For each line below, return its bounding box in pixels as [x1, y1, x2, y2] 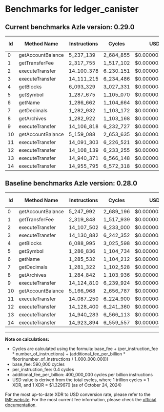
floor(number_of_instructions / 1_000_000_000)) [12, 356, 109, 362]
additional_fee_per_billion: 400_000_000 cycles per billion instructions [12, 371, 153, 377]
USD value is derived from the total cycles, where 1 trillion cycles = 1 [12, 377, 149, 383]
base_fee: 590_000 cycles [12, 361, 65, 367]
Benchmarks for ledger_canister [5, 3, 139, 15]
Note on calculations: [5, 336, 50, 342]
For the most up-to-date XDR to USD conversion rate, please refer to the [5, 391, 151, 397]
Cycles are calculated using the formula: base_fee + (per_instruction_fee [12, 346, 158, 351]
